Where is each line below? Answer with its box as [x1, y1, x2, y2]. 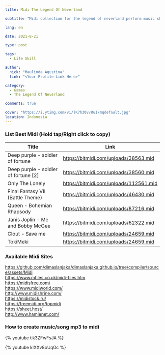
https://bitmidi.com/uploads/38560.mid [63, 169, 155, 176]
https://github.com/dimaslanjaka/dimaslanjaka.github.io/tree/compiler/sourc [5, 264, 159, 270]
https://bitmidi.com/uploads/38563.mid [63, 155, 155, 162]
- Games [9, 88, 26, 92]
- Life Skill [9, 56, 36, 61]
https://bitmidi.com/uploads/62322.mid [63, 219, 155, 226]
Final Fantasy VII [7, 188, 46, 195]
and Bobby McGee [7, 222, 51, 229]
